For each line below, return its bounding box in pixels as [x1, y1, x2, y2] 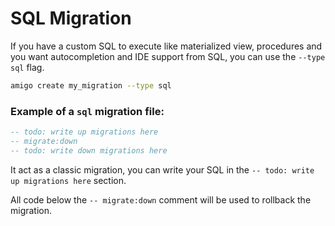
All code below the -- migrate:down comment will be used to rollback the [10, 193, 312, 206]
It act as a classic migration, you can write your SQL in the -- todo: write [10, 163, 315, 176]
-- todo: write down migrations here [10, 145, 168, 156]
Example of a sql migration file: [10, 104, 165, 118]
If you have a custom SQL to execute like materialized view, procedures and [10, 40, 323, 52]
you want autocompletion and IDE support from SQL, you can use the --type [10, 50, 326, 62]
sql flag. [10, 61, 45, 73]
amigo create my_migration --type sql [10, 80, 172, 91]
